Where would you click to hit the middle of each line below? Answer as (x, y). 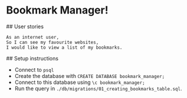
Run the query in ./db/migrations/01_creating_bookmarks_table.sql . (98, 88)
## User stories (25, 26)
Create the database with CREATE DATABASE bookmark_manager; (90, 76)
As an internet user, (33, 37)
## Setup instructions (32, 58)
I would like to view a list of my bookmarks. (64, 48)
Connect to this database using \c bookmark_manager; (80, 82)
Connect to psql (34, 70)
